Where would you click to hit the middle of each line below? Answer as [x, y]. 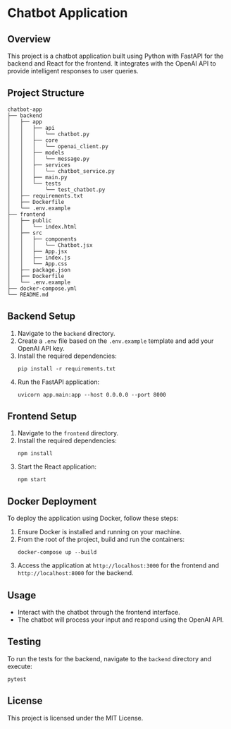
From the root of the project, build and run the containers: [101, 540]
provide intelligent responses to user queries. [73, 71]
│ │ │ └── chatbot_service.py [61, 171]
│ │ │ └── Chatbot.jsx [50, 245]
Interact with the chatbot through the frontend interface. [99, 613]
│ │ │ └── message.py [49, 159]
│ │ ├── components [42, 239]
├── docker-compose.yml [42, 288]
